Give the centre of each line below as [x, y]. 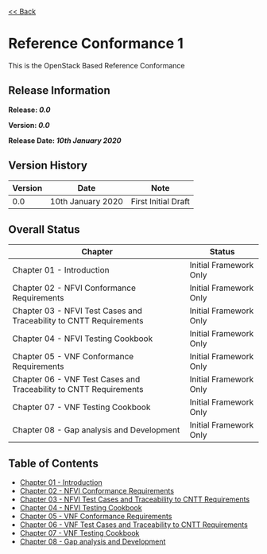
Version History [48, 166]
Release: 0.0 [29, 110]
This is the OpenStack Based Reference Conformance [97, 65]
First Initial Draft [161, 201]
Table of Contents [54, 463]
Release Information [60, 91]
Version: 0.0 [29, 125]
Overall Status [44, 229]
